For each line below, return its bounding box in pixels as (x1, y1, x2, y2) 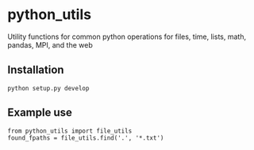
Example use (7, 106, 73, 120)
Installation (7, 63, 64, 77)
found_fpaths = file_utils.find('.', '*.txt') (7, 133, 164, 142)
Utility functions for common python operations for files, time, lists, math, (7, 32, 247, 41)
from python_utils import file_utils (7, 127, 133, 135)
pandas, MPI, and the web (7, 40, 93, 49)
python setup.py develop (7, 84, 90, 92)
